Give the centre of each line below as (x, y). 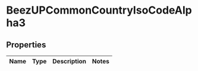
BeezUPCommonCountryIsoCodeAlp (99, 10)
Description (69, 61)
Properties (26, 45)
